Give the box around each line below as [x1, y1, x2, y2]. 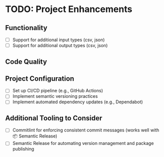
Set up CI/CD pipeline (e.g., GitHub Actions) [12, 88, 103, 94]
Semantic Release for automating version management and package [12, 140, 154, 146]
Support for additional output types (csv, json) [12, 43, 108, 49]
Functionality [5, 24, 48, 32]
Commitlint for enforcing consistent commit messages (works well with [12, 127, 159, 133]
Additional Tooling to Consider [5, 114, 102, 122]
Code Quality [5, 57, 47, 66]
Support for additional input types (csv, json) [12, 37, 105, 43]
